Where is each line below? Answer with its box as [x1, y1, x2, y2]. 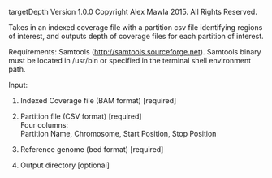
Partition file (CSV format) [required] [19, 111, 142, 121]
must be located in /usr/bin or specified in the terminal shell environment [8, 56, 252, 65]
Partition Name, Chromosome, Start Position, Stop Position [19, 129, 217, 138]
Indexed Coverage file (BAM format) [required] [19, 96, 177, 105]
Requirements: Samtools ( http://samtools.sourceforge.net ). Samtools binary [8, 47, 261, 56]
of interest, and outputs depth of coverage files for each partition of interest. [8, 32, 264, 41]
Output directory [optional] [19, 160, 110, 170]
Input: [8, 80, 28, 89]
